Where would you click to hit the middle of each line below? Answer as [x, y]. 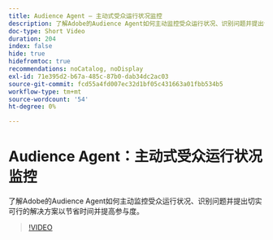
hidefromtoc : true [39, 62]
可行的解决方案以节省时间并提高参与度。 [76, 212]
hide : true [27, 54]
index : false [30, 46]
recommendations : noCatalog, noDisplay [76, 69]
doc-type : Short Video [47, 31]
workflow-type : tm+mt [45, 92]
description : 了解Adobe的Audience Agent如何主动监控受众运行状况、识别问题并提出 [136, 24]
